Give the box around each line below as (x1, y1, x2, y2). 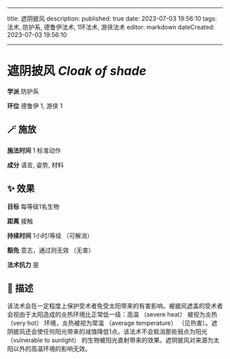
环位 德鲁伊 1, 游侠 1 (7, 101, 63, 110)
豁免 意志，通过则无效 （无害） (7, 246, 94, 254)
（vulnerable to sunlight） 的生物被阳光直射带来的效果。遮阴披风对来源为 (7, 336, 214, 345)
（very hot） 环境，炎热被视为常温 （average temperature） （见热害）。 (7, 319, 212, 327)
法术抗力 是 (7, 260, 39, 269)
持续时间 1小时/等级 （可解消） (7, 231, 94, 240)
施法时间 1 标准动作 (7, 146, 62, 154)
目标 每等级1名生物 (7, 202, 60, 210)
